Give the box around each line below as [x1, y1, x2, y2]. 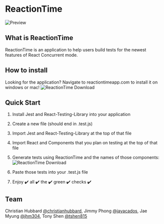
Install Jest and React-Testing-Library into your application [12, 112, 131, 117]
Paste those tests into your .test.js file [12, 169, 88, 175]
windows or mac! [5, 84, 40, 90]
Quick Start [5, 98, 41, 107]
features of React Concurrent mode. [5, 52, 78, 58]
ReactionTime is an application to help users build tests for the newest [5, 46, 146, 52]
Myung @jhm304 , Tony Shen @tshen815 [5, 213, 87, 219]
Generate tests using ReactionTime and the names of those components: [12, 155, 160, 160]
